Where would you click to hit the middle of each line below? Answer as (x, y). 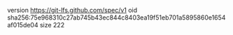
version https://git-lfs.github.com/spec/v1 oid (72, 10)
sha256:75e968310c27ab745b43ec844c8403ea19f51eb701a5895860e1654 (116, 17)
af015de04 (23, 25)
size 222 (52, 25)
